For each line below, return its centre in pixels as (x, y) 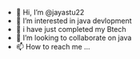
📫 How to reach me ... (53, 47)
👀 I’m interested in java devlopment (74, 21)
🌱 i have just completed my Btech (71, 29)
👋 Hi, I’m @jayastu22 (50, 12)
